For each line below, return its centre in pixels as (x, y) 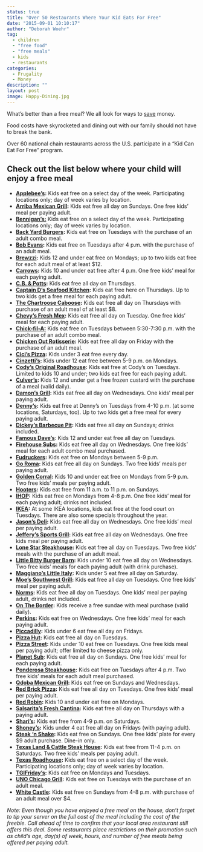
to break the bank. (30, 131)
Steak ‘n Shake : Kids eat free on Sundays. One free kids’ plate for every (105, 734)
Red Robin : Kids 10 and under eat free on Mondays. (80, 702)
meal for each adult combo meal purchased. (71, 451)
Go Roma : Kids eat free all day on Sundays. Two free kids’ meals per (101, 464)
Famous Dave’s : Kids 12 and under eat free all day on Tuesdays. (95, 438)
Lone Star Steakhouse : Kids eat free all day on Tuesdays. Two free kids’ (106, 547)
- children (26, 40)
